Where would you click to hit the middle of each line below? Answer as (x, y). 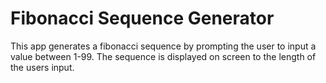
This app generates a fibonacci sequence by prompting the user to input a (163, 46)
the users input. (42, 67)
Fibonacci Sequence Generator (142, 18)
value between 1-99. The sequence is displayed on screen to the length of (163, 56)
